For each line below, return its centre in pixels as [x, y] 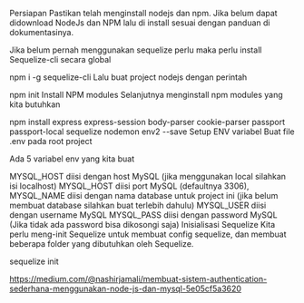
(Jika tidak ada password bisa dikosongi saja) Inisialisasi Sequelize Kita [142, 225]
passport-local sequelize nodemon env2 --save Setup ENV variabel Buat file [152, 132]
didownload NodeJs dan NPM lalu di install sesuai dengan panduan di [140, 23]
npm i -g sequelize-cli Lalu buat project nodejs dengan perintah [128, 77]
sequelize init [34, 261]
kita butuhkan [35, 104]
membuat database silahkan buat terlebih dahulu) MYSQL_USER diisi [138, 205]
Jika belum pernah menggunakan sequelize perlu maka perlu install [136, 50]
